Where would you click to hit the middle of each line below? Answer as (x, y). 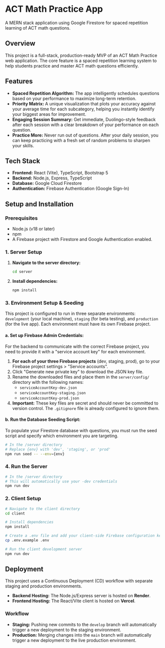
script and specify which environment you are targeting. (62, 436)
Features (19, 82)
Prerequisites (21, 218)
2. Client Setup (23, 499)
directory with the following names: (48, 382)
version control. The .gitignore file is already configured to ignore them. (86, 408)
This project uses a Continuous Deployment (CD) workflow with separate (79, 581)
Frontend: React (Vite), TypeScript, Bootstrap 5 (60, 173)
